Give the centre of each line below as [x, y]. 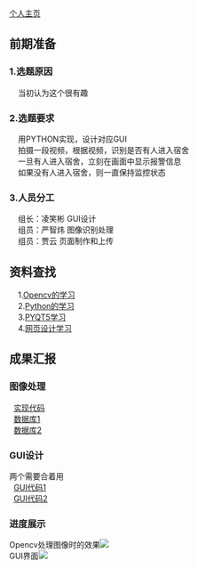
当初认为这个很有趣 [53, 93]
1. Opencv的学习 [46, 295]
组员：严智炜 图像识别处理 [65, 230]
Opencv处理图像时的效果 [55, 545]
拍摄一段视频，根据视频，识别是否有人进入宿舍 [103, 150]
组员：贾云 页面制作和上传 [65, 241]
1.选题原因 [31, 71]
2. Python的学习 [46, 306]
